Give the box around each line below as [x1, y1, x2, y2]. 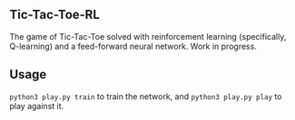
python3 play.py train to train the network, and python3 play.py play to [9, 90, 282, 102]
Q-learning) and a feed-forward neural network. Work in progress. [9, 41, 257, 51]
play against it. [9, 100, 64, 111]
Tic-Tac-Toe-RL [9, 7, 100, 23]
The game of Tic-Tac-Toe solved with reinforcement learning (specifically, [9, 31, 287, 42]
